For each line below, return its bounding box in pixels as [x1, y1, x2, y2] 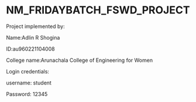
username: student [6, 79, 51, 86]
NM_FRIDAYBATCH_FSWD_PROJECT [6, 3, 190, 17]
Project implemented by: [6, 23, 66, 30]
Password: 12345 [6, 90, 48, 97]
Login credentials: [6, 68, 50, 75]
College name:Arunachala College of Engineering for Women [6, 57, 153, 64]
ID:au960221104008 [6, 45, 55, 52]
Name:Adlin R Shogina [6, 34, 60, 41]
